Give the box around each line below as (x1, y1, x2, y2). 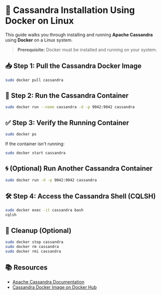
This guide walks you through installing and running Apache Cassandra (5, 31, 153, 37)
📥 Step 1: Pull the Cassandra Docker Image (5, 62, 142, 70)
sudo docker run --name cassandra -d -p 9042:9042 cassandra (5, 104, 135, 109)
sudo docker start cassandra (5, 150, 66, 155)
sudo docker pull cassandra (5, 77, 64, 82)
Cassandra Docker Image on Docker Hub (12, 284, 97, 290)
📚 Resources (5, 263, 48, 271)
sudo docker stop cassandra (5, 239, 64, 244)
